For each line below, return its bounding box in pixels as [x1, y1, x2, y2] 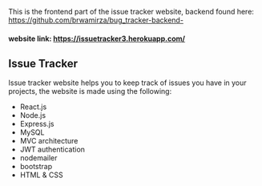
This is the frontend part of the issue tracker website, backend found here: [8, 7, 255, 16]
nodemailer [19, 153, 58, 163]
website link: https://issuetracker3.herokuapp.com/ [8, 34, 186, 43]
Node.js [19, 111, 46, 120]
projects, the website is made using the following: [8, 87, 172, 96]
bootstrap [19, 162, 53, 172]
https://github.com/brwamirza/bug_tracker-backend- [8, 15, 184, 25]
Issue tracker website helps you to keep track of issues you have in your [8, 78, 247, 87]
